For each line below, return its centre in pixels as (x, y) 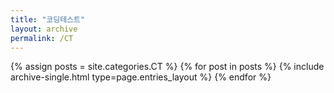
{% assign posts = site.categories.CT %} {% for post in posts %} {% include (167, 67)
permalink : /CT (42, 38)
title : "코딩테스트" (48, 19)
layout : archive (44, 29)
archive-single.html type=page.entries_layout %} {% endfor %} (141, 77)
